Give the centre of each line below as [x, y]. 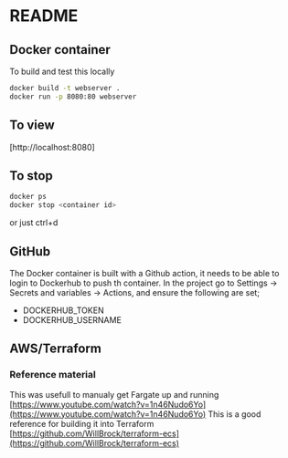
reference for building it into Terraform [82, 423]
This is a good [235, 414]
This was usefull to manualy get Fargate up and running [114, 394]
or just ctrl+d [34, 223]
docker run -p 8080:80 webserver [73, 97]
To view [32, 125]
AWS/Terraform [56, 349]
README [44, 16]
